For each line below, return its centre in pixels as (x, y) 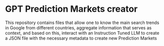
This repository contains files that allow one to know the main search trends (82, 23)
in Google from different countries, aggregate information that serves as (78, 27)
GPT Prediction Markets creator (71, 9)
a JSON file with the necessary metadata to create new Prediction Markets (81, 38)
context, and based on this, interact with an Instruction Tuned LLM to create (82, 33)
